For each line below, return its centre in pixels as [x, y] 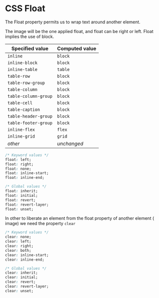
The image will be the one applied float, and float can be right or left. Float [79, 31]
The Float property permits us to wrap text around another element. [73, 22]
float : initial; [21, 195]
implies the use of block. [30, 36]
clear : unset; [19, 291]
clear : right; [19, 246]
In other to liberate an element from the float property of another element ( [80, 218]
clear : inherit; [21, 273]
